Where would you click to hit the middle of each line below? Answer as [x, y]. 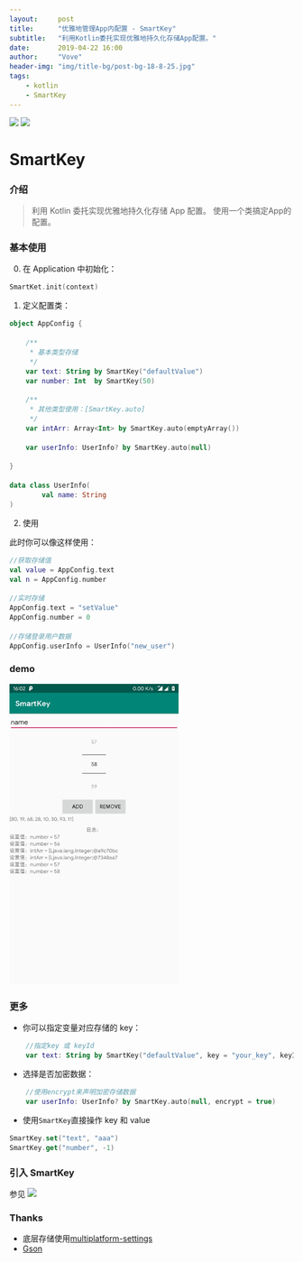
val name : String [74, 495]
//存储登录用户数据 [41, 636]
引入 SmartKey [42, 1173]
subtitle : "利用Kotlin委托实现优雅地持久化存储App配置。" [113, 38]
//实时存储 [27, 599]
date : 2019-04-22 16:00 [66, 48]
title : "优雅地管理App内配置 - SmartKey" [93, 28]
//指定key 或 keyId [60, 1046]
